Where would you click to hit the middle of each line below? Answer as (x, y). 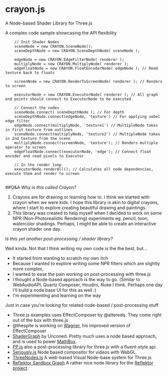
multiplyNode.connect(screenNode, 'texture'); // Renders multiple (86, 143)
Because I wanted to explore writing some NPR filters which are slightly (86, 263)
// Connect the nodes (37, 108)
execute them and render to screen (42, 173)
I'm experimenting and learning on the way (57, 295)
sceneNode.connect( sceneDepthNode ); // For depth (69, 112)
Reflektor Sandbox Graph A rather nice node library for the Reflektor (83, 362)
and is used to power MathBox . (44, 341)
